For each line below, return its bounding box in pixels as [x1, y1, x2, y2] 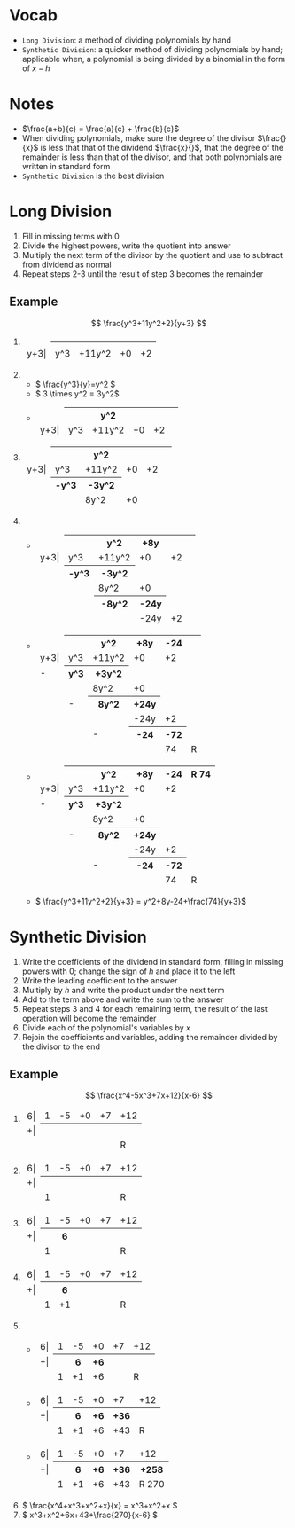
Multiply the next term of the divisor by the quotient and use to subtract [21, 249, 283, 260]
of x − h [21, 63, 50, 74]
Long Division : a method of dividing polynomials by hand [21, 35, 232, 45]
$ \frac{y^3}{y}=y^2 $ [35, 379, 116, 389]
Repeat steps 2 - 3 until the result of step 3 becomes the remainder [21, 268, 264, 279]
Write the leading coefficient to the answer [21, 975, 178, 985]
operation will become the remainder [21, 1013, 157, 1023]
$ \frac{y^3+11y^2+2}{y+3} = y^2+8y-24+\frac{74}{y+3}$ [35, 896, 246, 906]
